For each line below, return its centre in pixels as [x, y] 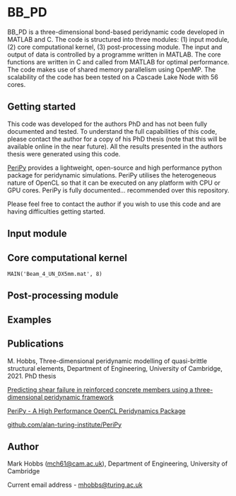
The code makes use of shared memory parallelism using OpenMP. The [112, 69]
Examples [29, 319]
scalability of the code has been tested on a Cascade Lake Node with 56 [113, 77]
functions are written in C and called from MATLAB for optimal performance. [118, 62]
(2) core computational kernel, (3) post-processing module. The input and [115, 47]
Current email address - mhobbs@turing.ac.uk [75, 485]
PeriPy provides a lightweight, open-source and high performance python [115, 168]
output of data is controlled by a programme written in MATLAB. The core [114, 54]
